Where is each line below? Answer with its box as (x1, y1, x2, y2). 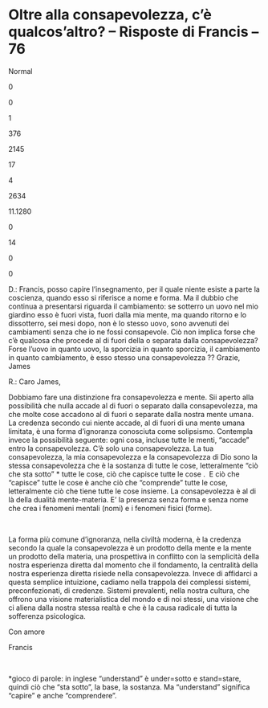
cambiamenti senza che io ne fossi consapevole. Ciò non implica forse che (8, 327, 255, 337)
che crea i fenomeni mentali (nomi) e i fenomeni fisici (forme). (8, 503, 213, 513)
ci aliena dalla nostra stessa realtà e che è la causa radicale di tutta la (8, 603, 238, 612)
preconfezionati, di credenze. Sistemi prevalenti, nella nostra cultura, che (8, 585, 250, 595)
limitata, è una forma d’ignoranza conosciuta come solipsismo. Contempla (8, 426, 254, 436)
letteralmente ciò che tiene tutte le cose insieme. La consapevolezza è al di (8, 486, 257, 496)
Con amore (8, 627, 46, 636)
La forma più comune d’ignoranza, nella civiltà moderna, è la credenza (8, 534, 242, 544)
